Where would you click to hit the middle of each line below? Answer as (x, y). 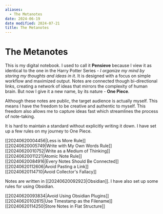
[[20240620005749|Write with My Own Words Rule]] (59, 146)
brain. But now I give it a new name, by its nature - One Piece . (67, 91)
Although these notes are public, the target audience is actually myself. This (81, 101)
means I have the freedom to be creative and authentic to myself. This (75, 106)
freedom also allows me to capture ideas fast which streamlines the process (82, 111)
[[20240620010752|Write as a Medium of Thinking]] (58, 151)
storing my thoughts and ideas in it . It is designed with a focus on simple (78, 76)
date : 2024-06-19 (23, 19)
